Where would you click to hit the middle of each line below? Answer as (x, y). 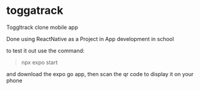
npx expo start (39, 62)
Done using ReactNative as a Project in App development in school (90, 39)
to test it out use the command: (45, 50)
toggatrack (35, 11)
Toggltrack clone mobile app (42, 27)
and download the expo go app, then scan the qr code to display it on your (100, 74)
